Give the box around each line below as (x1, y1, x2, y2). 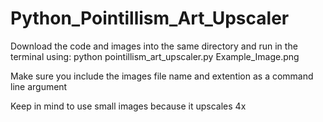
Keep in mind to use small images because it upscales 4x (10, 100, 247, 112)
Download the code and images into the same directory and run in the (10, 40, 298, 52)
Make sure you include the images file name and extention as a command (10, 70, 314, 82)
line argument (10, 80, 68, 92)
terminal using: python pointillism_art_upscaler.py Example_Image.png (10, 50, 300, 62)
